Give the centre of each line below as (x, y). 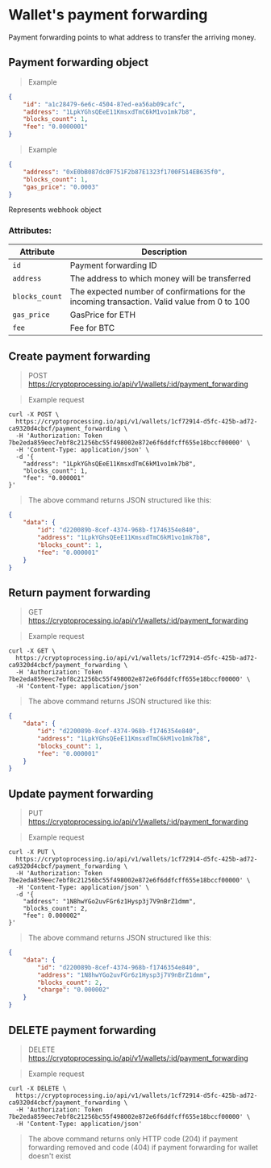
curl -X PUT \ (32, 853)
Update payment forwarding (81, 793)
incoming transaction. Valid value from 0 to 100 (160, 302)
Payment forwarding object (79, 63)
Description (164, 252)
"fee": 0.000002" (52, 916)
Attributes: (30, 231)
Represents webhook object (55, 210)
